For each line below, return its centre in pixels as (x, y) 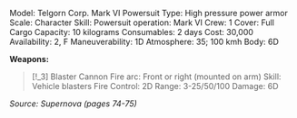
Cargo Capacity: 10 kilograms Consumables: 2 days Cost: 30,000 (132, 32)
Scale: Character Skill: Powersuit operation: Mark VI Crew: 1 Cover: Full (142, 23)
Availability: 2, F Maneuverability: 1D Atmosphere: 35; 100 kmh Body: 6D (144, 41)
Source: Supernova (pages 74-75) (74, 104)
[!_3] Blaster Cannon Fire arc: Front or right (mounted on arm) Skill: (156, 77)
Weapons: (30, 59)
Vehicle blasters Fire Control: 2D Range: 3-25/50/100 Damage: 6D (155, 86)
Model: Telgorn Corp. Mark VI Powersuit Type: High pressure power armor (149, 13)
